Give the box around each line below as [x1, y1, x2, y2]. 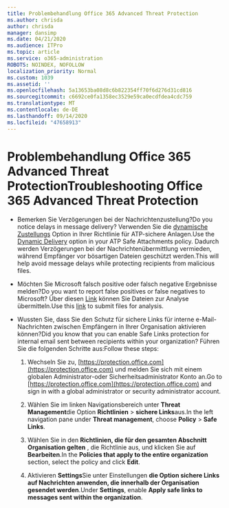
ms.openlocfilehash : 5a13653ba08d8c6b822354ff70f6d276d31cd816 [7, 87, 193, 94]
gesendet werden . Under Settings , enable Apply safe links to [27, 486, 203, 494]
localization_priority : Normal [7, 68, 97, 74]
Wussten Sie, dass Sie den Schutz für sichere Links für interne [17, 315, 195, 324]
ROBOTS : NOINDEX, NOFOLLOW [7, 61, 85, 68]
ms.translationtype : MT [7, 100, 76, 107]
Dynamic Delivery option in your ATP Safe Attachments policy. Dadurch [17, 237, 219, 245]
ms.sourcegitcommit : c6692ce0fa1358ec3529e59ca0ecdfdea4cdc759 [7, 94, 193, 101]
